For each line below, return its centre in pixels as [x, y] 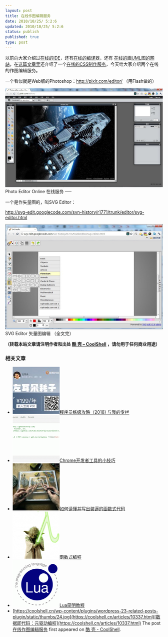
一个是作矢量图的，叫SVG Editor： [40, 202]
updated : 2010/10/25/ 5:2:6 [34, 27]
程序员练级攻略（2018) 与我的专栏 [94, 412]
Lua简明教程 [72, 605]
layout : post [19, 11]
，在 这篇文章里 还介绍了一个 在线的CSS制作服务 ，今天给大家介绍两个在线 [84, 64]
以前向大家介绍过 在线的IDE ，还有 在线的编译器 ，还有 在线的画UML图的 [78, 58]
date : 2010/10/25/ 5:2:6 [31, 21]
